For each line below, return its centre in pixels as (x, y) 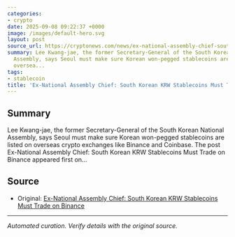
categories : (24, 14)
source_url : (24, 46)
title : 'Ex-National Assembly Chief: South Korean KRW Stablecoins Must (115, 85)
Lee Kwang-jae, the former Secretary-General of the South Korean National (116, 130)
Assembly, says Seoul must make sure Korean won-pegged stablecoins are (116, 137)
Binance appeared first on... (47, 160)
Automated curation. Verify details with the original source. (93, 225)
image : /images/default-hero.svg (56, 33)
